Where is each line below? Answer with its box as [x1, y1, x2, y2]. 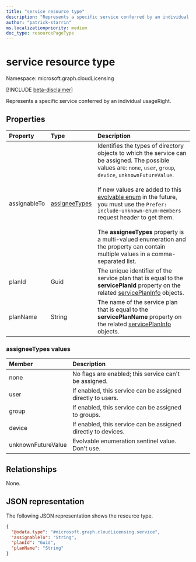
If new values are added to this [97, 185, 182, 194]
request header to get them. [97, 213, 174, 221]
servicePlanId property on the [97, 281, 181, 289]
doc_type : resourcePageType [6, 30, 75, 36]
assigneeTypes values [6, 344, 71, 353]
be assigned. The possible [97, 156, 170, 164]
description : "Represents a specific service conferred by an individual [6, 14, 190, 20]
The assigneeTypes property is [97, 227, 184, 236]
